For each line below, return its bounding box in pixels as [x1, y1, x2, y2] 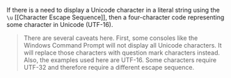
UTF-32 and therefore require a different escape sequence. [23, 64, 195, 71]
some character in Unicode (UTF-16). [6, 21, 113, 28]
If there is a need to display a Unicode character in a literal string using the [6, 6, 220, 14]
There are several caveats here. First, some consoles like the [23, 34, 198, 42]
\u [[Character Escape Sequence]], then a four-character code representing [6, 13, 225, 21]
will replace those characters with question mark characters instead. [23, 48, 221, 57]
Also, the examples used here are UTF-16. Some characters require [23, 56, 217, 64]
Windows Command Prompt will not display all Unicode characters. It [23, 41, 222, 49]
